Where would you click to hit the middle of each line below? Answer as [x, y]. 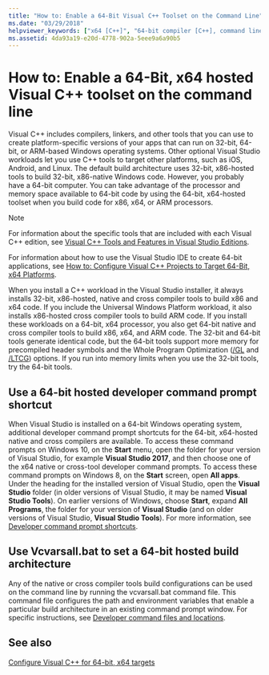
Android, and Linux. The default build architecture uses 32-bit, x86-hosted [131, 169]
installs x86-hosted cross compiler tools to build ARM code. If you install [128, 316]
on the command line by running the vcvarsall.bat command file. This [122, 592]
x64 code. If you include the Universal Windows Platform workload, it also [130, 307]
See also [30, 643]
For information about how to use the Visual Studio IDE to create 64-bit [125, 258]
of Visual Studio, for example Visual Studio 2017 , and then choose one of [130, 458]
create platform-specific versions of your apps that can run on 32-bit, [123, 143]
